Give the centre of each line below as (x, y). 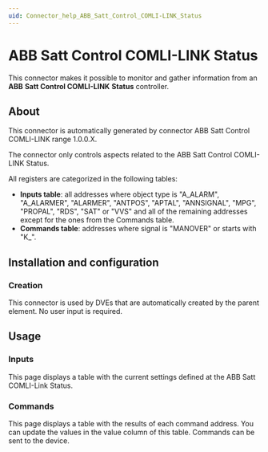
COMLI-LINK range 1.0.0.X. (53, 139)
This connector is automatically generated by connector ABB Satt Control (129, 131)
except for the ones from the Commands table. (97, 220)
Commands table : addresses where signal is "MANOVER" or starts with (138, 229)
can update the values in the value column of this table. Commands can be (132, 432)
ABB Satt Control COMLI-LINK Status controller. (89, 86)
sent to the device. (39, 441)
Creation (26, 285)
